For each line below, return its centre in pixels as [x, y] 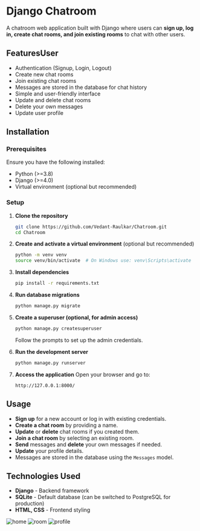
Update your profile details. [49, 451]
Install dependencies [42, 272]
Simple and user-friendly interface [58, 93]
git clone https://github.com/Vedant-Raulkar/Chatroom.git [91, 227]
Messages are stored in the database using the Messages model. [94, 457]
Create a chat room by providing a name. [66, 425]
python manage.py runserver [50, 363]
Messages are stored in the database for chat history [81, 87]
